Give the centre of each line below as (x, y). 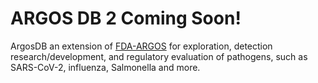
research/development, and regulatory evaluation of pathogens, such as (159, 56)
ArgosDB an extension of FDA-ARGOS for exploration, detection (141, 46)
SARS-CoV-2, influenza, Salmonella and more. (105, 67)
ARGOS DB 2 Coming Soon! (126, 18)
